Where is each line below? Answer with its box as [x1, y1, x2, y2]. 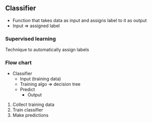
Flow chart [5, 59, 32, 66]
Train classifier [12, 107, 44, 113]
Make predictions [12, 112, 49, 118]
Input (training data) [20, 76, 61, 82]
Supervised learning [5, 35, 56, 42]
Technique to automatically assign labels [5, 47, 89, 53]
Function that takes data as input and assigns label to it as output [12, 17, 147, 23]
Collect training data [12, 101, 55, 107]
